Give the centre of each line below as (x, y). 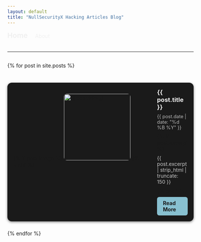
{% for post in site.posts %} (41, 65)
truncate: (168, 176)
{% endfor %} (24, 233)
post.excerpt (172, 164)
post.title (170, 99)
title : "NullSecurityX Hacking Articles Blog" (66, 17)
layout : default (27, 12)
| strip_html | (172, 170)
